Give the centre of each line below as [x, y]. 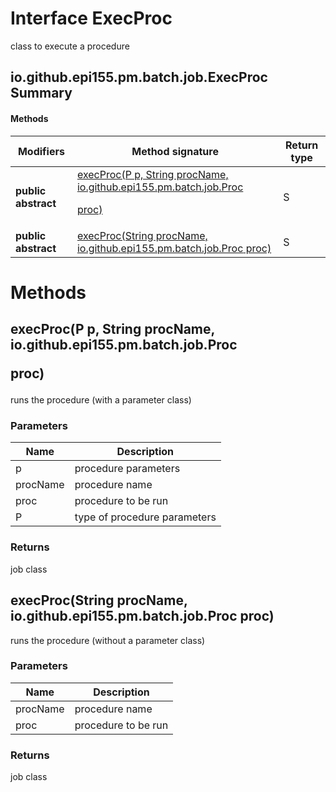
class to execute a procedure [70, 46]
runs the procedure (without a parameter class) [108, 640]
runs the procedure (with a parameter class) [101, 400]
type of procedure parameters [145, 517]
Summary [41, 93]
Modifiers [41, 151]
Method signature [175, 151]
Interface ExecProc [91, 18]
